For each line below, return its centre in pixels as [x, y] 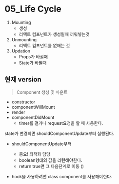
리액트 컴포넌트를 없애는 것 [44, 45]
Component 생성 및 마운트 [42, 92]
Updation [21, 51]
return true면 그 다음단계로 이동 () [51, 166]
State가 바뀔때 [33, 63]
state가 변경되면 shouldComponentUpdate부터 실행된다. [59, 133]
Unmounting [24, 39]
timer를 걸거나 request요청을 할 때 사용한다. [61, 123]
